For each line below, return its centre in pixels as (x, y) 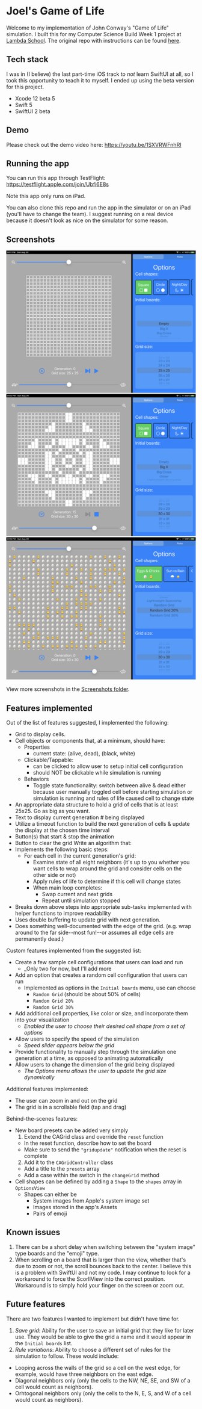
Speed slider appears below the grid (69, 1045)
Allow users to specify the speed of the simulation (77, 1039)
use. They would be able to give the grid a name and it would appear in (103, 1337)
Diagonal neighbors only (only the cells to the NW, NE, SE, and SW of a (103, 1380)
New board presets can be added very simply (71, 1130)
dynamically (39, 1077)
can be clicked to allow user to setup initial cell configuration (108, 766)
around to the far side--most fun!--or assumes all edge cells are (94, 932)
